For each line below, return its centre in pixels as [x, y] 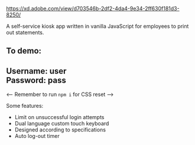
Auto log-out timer [37, 136]
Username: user [36, 71]
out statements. [25, 32]
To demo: [24, 51]
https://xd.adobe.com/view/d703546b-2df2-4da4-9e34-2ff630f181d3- [93, 9]
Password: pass [36, 80]
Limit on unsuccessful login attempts [59, 117]
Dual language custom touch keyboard [62, 124]
